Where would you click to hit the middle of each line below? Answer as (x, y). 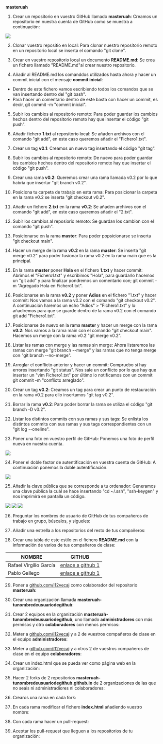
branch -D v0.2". (29, 409)
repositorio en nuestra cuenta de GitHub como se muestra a (73, 22)
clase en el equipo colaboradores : (47, 654)
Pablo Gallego (24, 573)
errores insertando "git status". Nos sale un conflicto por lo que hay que (84, 370)
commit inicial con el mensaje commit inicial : (58, 80)
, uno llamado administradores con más (113, 619)
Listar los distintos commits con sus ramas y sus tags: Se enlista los (80, 419)
